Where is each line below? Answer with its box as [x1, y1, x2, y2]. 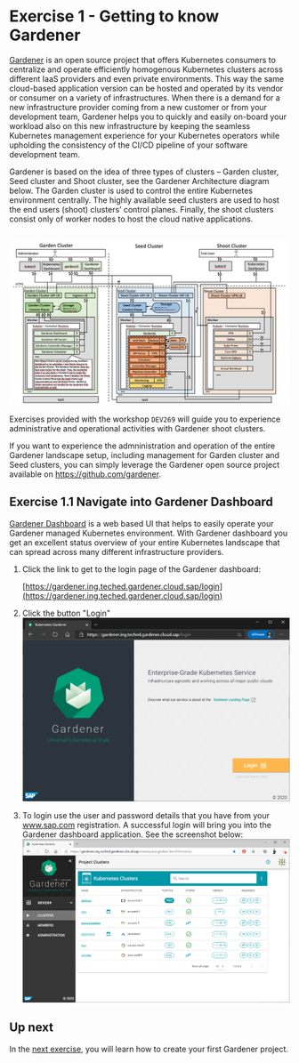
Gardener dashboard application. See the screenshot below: [21, 829, 244, 840]
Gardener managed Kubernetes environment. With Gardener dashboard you [9, 527, 288, 538]
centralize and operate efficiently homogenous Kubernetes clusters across [9, 64, 283, 75]
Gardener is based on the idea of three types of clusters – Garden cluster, [9, 166, 279, 177]
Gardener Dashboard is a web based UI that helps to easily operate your [9, 518, 274, 528]
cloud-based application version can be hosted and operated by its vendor [9, 83, 284, 93]
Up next [9, 1020, 53, 1035]
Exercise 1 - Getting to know [9, 6, 220, 27]
